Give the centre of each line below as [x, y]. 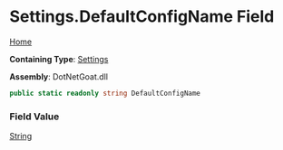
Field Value [34, 117]
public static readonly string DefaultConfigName [105, 93]
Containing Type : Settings [59, 59]
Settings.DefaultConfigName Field [142, 17]
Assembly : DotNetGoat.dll [59, 76]
